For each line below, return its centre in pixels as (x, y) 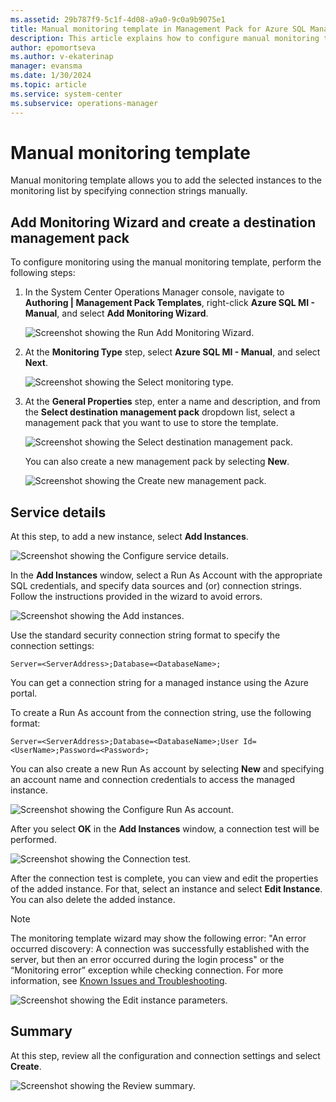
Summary (41, 1031)
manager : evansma (46, 66)
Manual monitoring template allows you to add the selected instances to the (166, 180)
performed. (33, 840)
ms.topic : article (48, 85)
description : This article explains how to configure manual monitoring (165, 38)
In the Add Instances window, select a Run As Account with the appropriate (166, 575)
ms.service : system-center (66, 94)
